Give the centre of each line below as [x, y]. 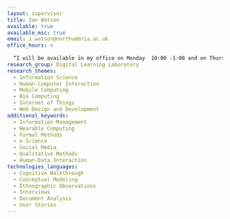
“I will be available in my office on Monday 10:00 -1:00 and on [110, 58]
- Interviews [32, 192]
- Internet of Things [44, 103]
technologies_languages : [42, 166]
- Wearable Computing [44, 128]
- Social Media [35, 148]
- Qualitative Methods [46, 154]
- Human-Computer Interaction [56, 84]
